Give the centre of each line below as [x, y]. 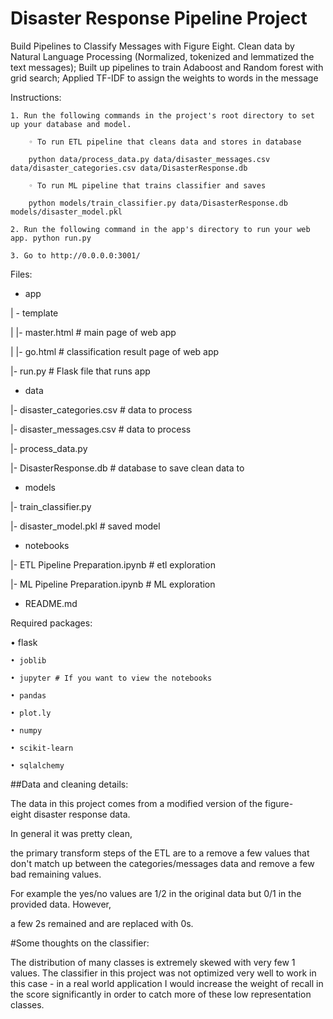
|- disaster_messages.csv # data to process [101, 429]
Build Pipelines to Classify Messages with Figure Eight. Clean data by [152, 46]
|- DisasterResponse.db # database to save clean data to [127, 468]
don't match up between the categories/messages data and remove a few [162, 863]
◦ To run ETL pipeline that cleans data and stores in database [165, 142]
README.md [51, 603]
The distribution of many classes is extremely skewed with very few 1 [153, 962]
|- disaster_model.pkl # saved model [85, 526]
